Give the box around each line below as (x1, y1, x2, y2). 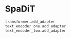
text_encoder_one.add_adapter (5, 24, 67, 28)
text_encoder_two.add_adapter (5, 28, 67, 33)
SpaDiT (5, 3, 35, 14)
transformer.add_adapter (5, 19, 55, 24)
